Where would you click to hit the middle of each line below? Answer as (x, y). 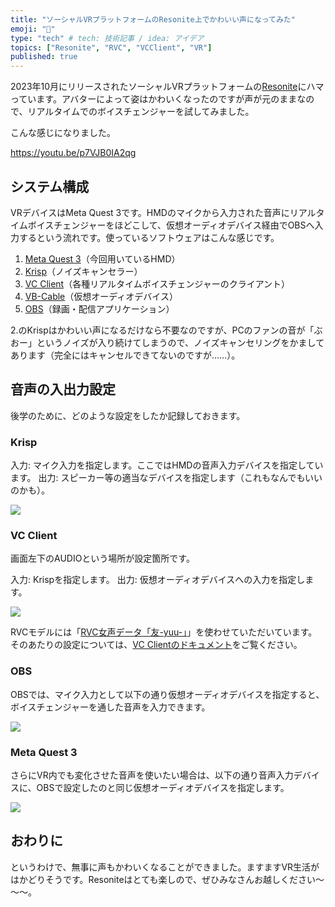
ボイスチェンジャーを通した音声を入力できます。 (110, 707)
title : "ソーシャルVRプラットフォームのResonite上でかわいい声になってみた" (153, 19)
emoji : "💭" (33, 29)
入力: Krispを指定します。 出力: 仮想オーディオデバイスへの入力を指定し (158, 580)
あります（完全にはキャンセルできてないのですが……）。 (125, 355)
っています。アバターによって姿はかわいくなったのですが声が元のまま (154, 99)
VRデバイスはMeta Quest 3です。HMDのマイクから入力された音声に (150, 212)
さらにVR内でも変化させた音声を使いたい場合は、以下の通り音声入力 (152, 775)
